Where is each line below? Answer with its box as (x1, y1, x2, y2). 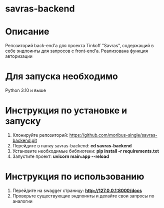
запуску (5, 116, 41, 127)
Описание (5, 26, 49, 38)
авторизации (5, 53, 33, 59)
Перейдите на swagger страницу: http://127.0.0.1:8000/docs (12, 187, 142, 193)
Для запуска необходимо (5, 71, 118, 82)
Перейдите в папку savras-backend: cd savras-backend (12, 143, 132, 148)
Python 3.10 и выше (5, 87, 46, 93)
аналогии (12, 198, 33, 204)
